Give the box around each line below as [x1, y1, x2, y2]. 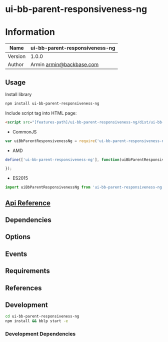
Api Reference [5, 198, 51, 207]
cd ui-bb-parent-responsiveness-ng [5, 314, 79, 319]
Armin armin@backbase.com [30, 61, 99, 68]
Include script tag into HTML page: [5, 110, 77, 116]
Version [7, 53, 26, 60]
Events [5, 249, 27, 258]
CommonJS [12, 128, 37, 134]
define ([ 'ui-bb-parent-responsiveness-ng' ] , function [5, 157, 120, 162]
